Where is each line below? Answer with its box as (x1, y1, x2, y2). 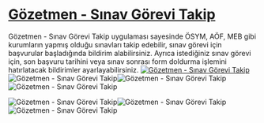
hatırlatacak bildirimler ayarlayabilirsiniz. (8, 65, 139, 74)
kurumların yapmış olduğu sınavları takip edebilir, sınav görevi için (8, 39, 223, 49)
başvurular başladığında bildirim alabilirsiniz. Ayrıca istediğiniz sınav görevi (8, 48, 251, 58)
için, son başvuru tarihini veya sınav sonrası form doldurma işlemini (8, 57, 227, 66)
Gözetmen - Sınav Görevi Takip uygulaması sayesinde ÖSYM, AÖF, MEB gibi (8, 32, 257, 41)
